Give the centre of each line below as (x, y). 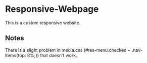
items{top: (16, 55)
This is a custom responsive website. (43, 23)
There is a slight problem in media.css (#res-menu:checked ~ (68, 50)
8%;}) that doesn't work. (52, 55)
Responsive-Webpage (52, 9)
